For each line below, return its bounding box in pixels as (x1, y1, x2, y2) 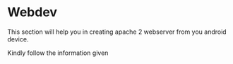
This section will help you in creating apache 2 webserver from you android (7, 27, 227, 36)
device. (7, 34, 29, 43)
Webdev (7, 4, 58, 20)
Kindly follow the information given (7, 49, 109, 57)
